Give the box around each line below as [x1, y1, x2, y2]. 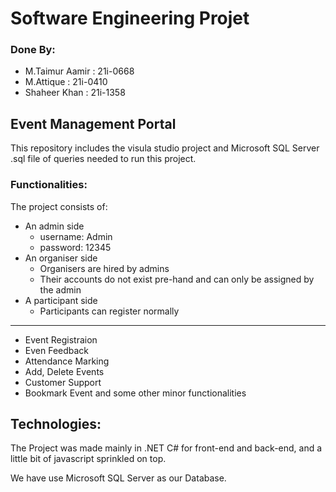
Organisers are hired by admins [39, 262, 170, 274]
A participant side [24, 294, 98, 306]
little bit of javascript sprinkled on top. [10, 453, 167, 465]
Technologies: [10, 415, 102, 432]
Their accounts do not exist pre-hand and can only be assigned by [39, 273, 315, 285]
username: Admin [39, 230, 113, 242]
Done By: [10, 43, 56, 57]
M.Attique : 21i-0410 [24, 76, 108, 88]
